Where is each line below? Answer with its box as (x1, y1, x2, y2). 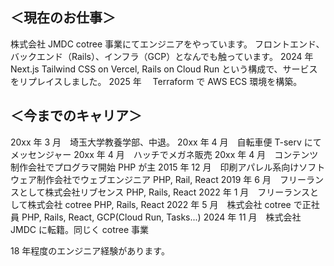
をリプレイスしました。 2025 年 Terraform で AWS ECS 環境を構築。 (10, 75, 303, 87)
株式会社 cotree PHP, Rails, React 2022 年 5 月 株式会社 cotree (27, 198, 292, 210)
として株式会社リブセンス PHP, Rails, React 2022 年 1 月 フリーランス (18, 186, 311, 198)
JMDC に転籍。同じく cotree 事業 (10, 223, 150, 235)
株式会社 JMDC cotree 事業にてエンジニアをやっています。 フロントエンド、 (10, 38, 325, 50)
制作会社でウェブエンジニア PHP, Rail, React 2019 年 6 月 (36, 173, 272, 185)
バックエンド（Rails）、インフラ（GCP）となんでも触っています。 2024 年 (10, 50, 314, 62)
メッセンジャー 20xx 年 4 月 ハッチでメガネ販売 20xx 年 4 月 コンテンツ (10, 148, 319, 160)
